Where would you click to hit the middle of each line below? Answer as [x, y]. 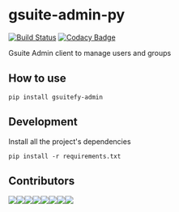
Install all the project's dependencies [70, 141]
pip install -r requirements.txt [65, 156]
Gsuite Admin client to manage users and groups [90, 53]
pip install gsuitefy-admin [56, 97]
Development [43, 122]
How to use [37, 78]
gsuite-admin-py [67, 15]
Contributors [42, 181]
